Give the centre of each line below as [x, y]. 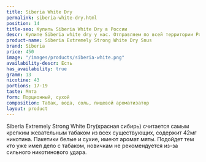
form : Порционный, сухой [38, 97]
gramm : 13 [19, 75]
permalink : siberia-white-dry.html [52, 18]
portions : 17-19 [27, 86]
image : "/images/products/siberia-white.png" [65, 57]
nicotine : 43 [23, 80]
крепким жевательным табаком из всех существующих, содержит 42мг [102, 133]
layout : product [27, 109]
